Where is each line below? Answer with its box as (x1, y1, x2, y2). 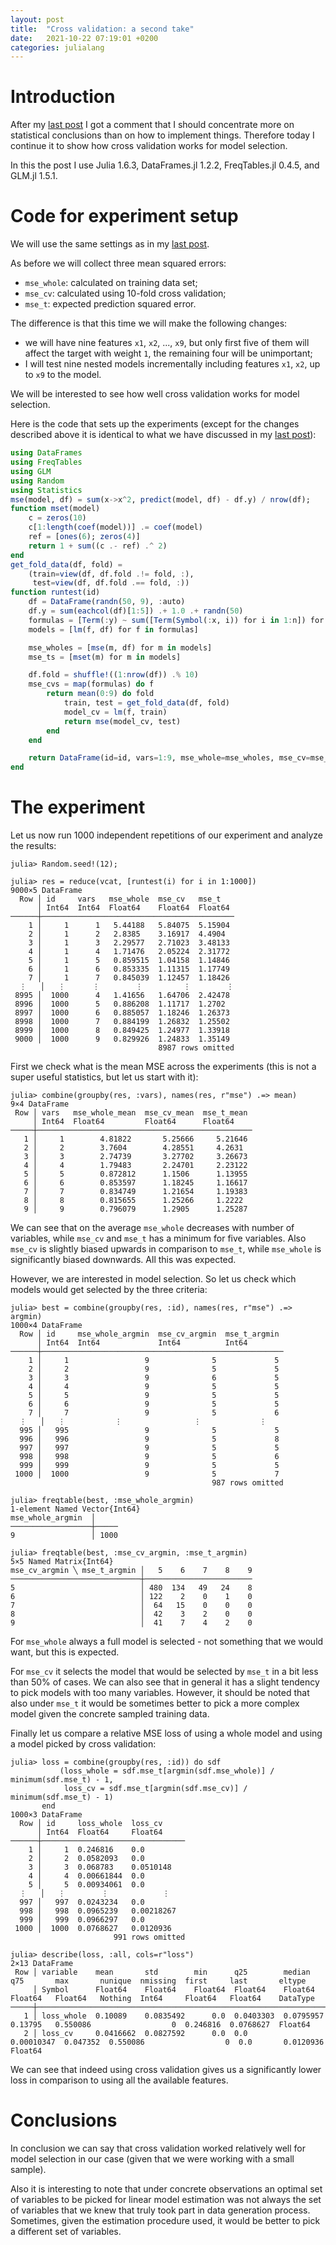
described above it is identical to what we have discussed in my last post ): (10, 429, 317, 441)
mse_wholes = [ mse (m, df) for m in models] (28, 642, 213, 653)
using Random (10, 476, 65, 486)
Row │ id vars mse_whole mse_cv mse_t (19, 894, 222, 905)
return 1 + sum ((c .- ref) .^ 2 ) (28, 541, 168, 551)
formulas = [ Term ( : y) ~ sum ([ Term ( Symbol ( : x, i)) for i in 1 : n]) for (28, 615, 325, 625)
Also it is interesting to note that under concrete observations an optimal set (10, 2183, 323, 2195)
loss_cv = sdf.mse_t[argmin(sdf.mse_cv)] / (63, 1784, 248, 1794)
